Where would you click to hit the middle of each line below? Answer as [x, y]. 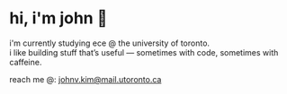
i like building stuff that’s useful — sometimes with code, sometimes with [144, 52]
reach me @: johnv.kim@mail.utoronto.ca [85, 79]
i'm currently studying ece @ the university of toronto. [109, 43]
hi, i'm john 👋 [58, 18]
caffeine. [26, 62]
